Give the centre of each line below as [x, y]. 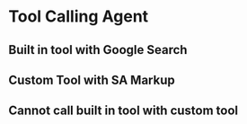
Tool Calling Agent [79, 17]
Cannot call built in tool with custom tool [123, 111]
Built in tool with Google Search [98, 50]
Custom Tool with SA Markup [92, 80]
